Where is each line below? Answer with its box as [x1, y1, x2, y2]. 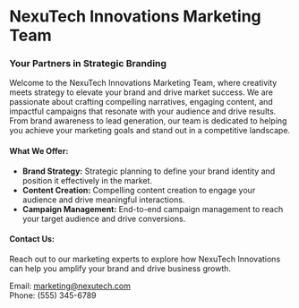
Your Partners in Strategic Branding [9, 57, 167, 70]
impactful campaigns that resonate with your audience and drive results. [9, 106, 277, 117]
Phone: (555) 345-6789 [9, 289, 97, 301]
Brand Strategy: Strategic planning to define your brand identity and [21, 166, 276, 176]
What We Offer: [9, 146, 69, 157]
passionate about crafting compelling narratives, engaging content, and [9, 97, 273, 107]
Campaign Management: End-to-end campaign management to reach [21, 203, 284, 214]
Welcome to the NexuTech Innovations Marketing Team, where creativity [9, 78, 278, 89]
